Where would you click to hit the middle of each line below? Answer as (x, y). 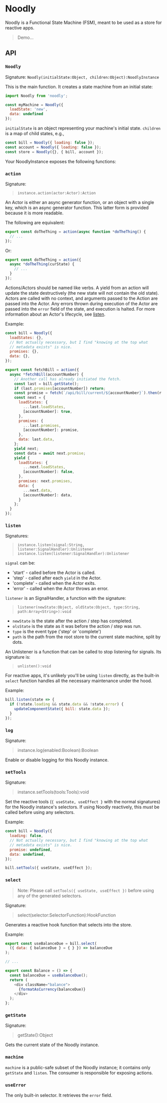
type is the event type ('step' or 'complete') (57, 632)
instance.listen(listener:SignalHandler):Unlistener (73, 554)
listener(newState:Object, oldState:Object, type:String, (79, 607)
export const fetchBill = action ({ (42, 370)
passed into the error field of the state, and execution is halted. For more (80, 309)
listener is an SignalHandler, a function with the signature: (66, 598)
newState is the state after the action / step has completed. (72, 621)
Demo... (25, 37)
